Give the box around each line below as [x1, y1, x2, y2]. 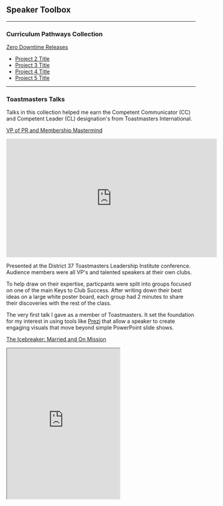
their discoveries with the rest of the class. [6, 299, 112, 307]
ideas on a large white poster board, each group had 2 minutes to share [6, 293, 184, 301]
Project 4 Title [14, 68, 50, 75]
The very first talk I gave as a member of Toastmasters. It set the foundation [6, 311, 194, 319]
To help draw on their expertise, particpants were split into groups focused [6, 280, 191, 288]
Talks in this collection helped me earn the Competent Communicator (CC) [6, 108, 191, 116]
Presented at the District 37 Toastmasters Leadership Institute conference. [6, 262, 191, 270]
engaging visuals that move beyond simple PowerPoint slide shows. [6, 324, 174, 331]
